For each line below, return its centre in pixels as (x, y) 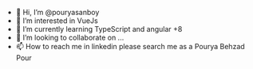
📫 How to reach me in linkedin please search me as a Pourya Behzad (130, 46)
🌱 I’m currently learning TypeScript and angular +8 (99, 29)
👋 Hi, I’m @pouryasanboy (57, 12)
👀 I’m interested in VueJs (57, 21)
